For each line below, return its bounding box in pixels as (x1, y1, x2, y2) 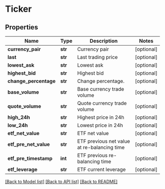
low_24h (7, 122, 28, 129)
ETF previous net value (77, 138, 130, 144)
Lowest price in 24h (77, 122, 123, 129)
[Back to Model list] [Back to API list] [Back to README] (5, 179, 118, 185)
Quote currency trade (77, 100, 127, 107)
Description (89, 38, 118, 44)
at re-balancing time (77, 144, 125, 151)
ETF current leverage (77, 166, 126, 173)
